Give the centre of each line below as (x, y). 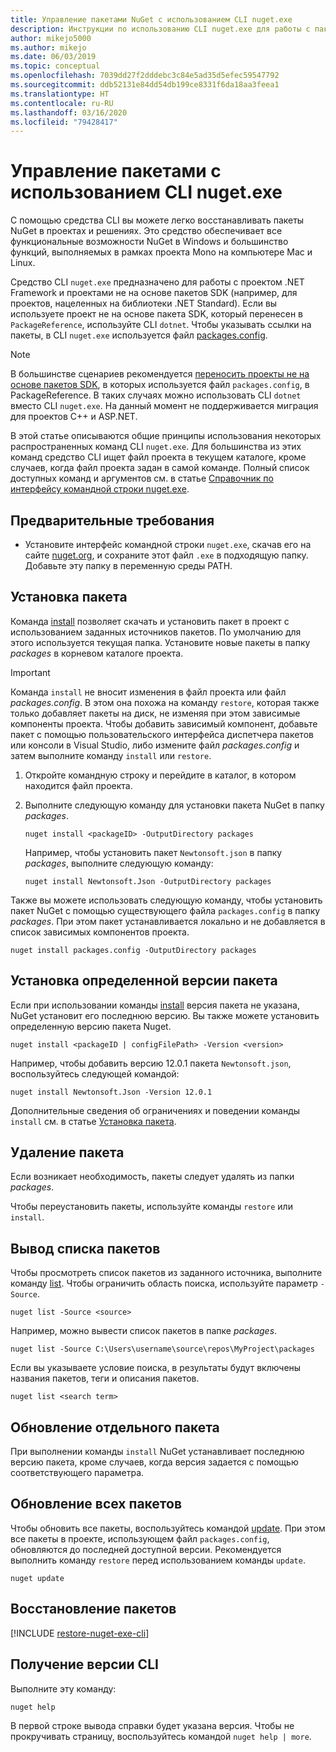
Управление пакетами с (116, 171)
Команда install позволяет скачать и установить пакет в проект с (150, 621)
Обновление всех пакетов (96, 1504)
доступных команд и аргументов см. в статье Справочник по (142, 478)
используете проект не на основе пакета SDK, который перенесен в (156, 314)
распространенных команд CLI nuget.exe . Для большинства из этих (156, 447)
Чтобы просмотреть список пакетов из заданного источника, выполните (166, 1273)
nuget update (37, 1578)
